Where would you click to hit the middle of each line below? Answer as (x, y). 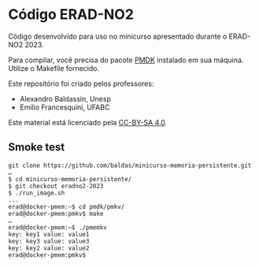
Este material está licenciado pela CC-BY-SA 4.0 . (88, 122)
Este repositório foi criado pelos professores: (81, 83)
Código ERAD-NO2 (71, 15)
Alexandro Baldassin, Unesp (65, 98)
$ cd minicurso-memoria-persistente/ (70, 179)
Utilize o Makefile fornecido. (54, 68)
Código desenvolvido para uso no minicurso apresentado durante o (118, 36)
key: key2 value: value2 (49, 248)
